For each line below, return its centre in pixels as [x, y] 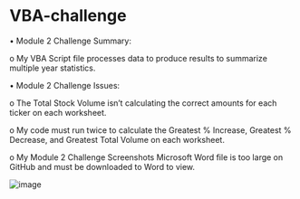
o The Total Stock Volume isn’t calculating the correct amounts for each [143, 103]
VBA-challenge [68, 16]
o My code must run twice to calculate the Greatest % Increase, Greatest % [150, 130]
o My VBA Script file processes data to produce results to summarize [138, 58]
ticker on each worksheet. [58, 112]
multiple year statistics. [53, 68]
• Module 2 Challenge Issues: [65, 85]
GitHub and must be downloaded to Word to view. [102, 166]
